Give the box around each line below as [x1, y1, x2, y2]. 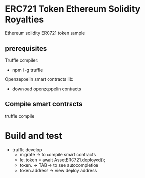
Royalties [5, 14, 44, 25]
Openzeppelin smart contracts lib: [5, 76, 73, 82]
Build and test [5, 130, 62, 141]
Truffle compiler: [5, 57, 39, 63]
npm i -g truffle [12, 67, 43, 73]
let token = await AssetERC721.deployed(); [19, 157, 106, 163]
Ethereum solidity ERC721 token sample [5, 30, 85, 36]
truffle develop [12, 146, 42, 153]
